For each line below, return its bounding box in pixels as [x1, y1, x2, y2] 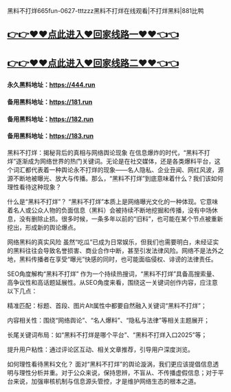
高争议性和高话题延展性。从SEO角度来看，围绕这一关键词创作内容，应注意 [7, 278, 219, 286]
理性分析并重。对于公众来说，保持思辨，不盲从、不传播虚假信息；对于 [19, 368, 218, 377]
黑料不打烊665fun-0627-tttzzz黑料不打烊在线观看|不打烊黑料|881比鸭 [7, 7, 204, 14]
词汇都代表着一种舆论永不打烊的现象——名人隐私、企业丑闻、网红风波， [12, 165, 218, 174]
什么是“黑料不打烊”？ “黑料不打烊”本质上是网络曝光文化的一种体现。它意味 [7, 197, 219, 206]
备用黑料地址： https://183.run [7, 132, 94, 140]
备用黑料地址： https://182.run [7, 115, 94, 123]
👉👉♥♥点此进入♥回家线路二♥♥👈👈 [7, 57, 179, 69]
